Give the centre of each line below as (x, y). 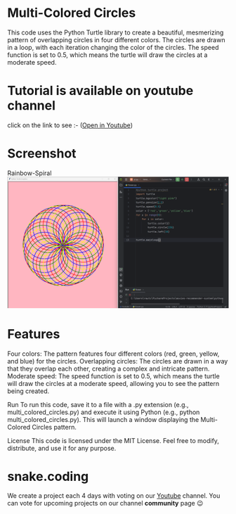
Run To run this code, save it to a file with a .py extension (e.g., (98, 404)
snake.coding (48, 476)
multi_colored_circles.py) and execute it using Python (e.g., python (104, 412)
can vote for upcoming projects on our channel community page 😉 (105, 503)
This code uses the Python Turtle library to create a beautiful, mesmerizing (116, 32)
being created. (28, 391)
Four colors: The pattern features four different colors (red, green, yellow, (113, 354)
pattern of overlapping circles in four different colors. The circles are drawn (116, 39)
